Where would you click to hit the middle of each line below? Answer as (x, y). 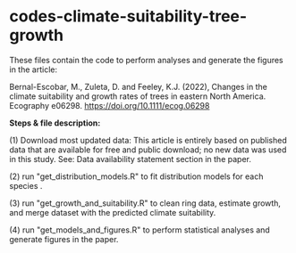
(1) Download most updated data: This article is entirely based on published (148, 140)
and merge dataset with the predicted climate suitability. (113, 212)
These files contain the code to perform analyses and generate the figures (146, 60)
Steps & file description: (55, 123)
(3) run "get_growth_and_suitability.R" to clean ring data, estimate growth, (145, 203)
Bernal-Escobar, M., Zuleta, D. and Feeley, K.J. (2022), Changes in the (139, 86)
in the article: (34, 69)
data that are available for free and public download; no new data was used (148, 150)
